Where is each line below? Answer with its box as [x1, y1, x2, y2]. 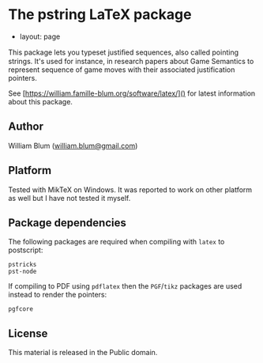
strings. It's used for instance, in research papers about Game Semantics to [8, 56, 254, 66]
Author [8, 120, 43, 134]
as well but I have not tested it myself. [8, 193, 131, 202]
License [8, 327, 48, 340]
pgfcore [8, 305, 34, 313]
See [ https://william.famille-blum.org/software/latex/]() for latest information [8, 89, 256, 98]
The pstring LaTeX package [8, 6, 192, 24]
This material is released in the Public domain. [8, 348, 158, 357]
